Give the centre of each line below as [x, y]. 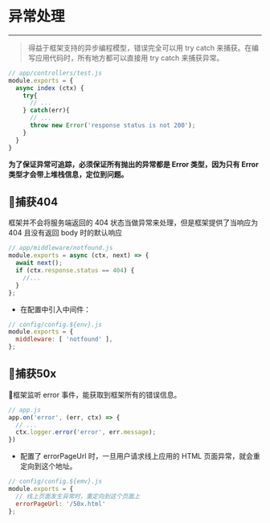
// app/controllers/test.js [55, 73]
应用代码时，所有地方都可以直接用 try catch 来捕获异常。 [129, 58]
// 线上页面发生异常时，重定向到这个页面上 [78, 496]
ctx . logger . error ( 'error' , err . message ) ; [86, 432]
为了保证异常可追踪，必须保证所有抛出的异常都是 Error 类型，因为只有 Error [133, 164]
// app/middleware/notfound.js [61, 248]
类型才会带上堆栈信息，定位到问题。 [68, 174]
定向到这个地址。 [48, 466]
